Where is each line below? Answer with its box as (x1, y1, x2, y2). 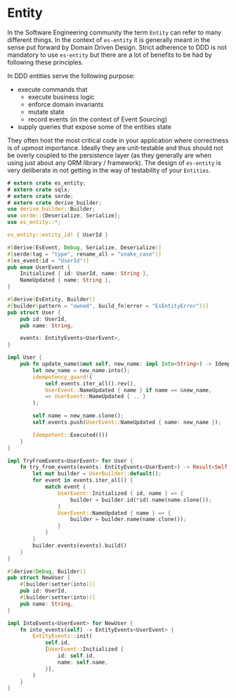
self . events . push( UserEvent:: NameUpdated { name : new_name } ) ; (32, 419, 221, 426)
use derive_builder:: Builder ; (7, 206, 96, 213)
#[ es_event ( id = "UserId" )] (7, 257, 90, 264)
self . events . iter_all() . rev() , (44, 380, 137, 387)
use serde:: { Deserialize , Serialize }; (7, 212, 121, 219)
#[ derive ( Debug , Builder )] (7, 567, 86, 575)
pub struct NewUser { (7, 574, 71, 581)
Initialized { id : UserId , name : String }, (20, 270, 150, 277)
